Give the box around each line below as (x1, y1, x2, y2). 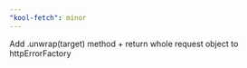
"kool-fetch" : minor (9, 13, 88, 23)
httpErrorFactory (9, 47, 71, 59)
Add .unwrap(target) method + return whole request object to (9, 38, 239, 49)
